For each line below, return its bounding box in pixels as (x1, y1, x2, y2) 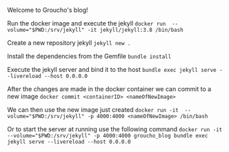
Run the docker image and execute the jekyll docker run (7, 19, 166, 27)
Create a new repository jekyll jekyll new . (7, 39, 131, 47)
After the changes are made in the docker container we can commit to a (7, 85, 212, 93)
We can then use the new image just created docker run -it (7, 106, 179, 113)
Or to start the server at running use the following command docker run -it (7, 125, 223, 133)
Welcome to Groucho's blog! (7, 6, 88, 14)
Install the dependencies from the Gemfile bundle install (7, 52, 172, 60)
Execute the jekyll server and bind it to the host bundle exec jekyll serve (7, 66, 217, 73)
